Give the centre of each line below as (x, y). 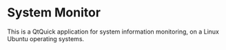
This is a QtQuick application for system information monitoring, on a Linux (113, 32)
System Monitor (54, 13)
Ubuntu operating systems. (46, 38)
